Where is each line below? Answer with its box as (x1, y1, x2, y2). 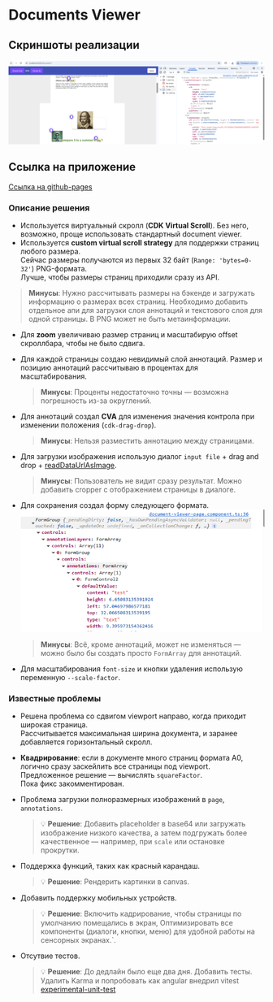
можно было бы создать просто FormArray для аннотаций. (40, 648, 242, 658)
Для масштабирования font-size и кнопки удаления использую (19, 664, 244, 674)
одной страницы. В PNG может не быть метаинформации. (28, 314, 232, 323)
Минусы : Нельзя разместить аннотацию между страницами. (40, 436, 254, 445)
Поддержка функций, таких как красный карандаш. (19, 861, 201, 871)
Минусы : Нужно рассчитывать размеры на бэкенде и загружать (28, 288, 255, 297)
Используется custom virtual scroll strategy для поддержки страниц (19, 237, 259, 247)
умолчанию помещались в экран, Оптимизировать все (40, 918, 233, 928)
